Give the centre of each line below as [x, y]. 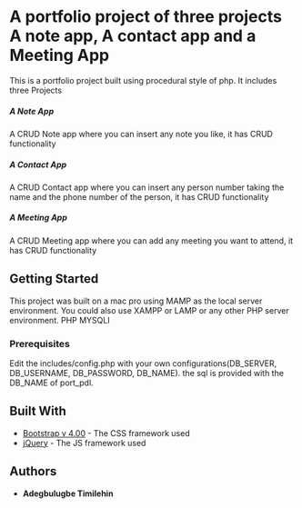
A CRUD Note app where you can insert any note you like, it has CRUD [141, 134]
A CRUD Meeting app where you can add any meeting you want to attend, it [151, 240]
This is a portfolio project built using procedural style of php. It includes [143, 80]
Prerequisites [40, 344]
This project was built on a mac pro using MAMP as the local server [136, 301]
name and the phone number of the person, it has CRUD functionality [139, 196]
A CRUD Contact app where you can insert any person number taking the [147, 187]
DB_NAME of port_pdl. [51, 383]
